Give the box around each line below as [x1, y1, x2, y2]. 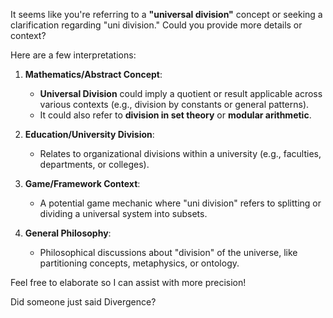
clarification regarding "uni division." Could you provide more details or [10, 19, 303, 31]
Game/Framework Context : [24, 178, 141, 189]
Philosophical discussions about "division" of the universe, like [39, 247, 298, 258]
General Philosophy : [24, 227, 112, 239]
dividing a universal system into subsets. [39, 208, 208, 219]
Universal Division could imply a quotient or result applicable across [39, 88, 323, 99]
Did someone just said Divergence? [10, 296, 157, 308]
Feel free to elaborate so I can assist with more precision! [10, 277, 247, 288]
